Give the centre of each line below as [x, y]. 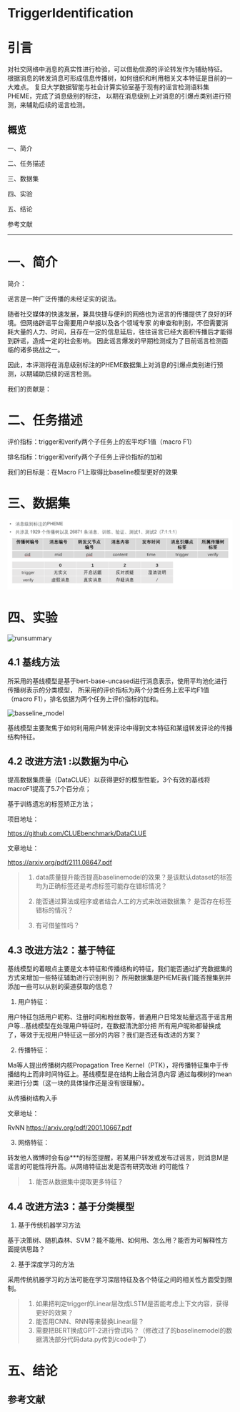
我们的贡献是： [29, 389]
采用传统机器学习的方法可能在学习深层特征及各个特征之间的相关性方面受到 [117, 1279]
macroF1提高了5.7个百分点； [49, 789]
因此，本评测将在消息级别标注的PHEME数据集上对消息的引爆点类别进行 [112, 364]
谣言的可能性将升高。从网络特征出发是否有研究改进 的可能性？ [99, 1167]
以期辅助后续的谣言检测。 [57, 374]
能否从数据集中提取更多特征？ [79, 1182]
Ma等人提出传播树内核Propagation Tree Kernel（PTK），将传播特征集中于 [115, 1065]
